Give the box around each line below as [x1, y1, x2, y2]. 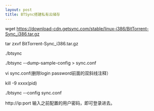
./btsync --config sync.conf [5, 90, 62, 96]
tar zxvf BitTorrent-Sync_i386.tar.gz [5, 40, 78, 46]
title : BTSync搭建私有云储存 [5, 12, 61, 17]
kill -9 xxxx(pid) [5, 80, 37, 86]
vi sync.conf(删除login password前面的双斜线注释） [5, 70, 111, 76]
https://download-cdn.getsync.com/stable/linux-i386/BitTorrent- [16, 25, 149, 31]
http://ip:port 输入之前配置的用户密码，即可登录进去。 [5, 100, 115, 106]
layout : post [5, 7, 32, 12]
